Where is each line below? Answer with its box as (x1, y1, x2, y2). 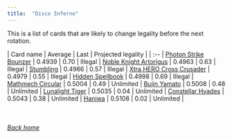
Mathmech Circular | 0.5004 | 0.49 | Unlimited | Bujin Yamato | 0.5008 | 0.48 (7, 79, 226, 87)
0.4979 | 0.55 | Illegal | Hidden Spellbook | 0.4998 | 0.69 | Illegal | (7, 72, 194, 80)
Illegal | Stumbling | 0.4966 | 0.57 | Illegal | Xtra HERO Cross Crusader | (7, 64, 210, 73)
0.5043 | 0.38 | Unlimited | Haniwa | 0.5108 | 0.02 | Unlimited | (7, 94, 184, 103)
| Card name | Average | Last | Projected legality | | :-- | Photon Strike (7, 50, 204, 58)
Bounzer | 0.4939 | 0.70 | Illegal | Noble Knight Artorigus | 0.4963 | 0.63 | (7, 57, 216, 66)
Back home (7, 123, 40, 132)
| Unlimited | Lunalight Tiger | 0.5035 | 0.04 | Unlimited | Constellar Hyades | (7, 87, 224, 95)
